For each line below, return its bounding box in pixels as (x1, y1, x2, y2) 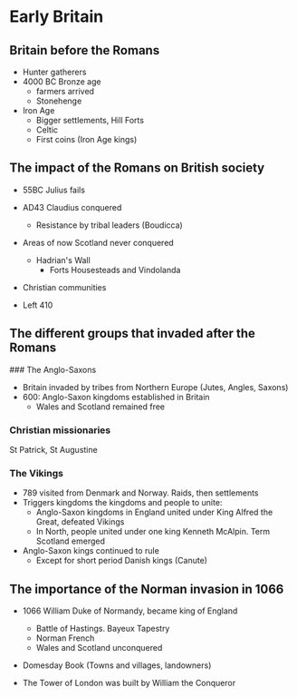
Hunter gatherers (22, 66, 87, 77)
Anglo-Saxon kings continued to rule (22, 545, 160, 556)
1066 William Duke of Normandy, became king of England (22, 605, 238, 616)
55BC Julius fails (22, 184, 86, 195)
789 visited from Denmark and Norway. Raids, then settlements (22, 487, 260, 498)
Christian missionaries (9, 424, 111, 437)
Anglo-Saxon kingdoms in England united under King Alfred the (35, 506, 273, 518)
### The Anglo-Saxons (9, 364, 97, 375)
